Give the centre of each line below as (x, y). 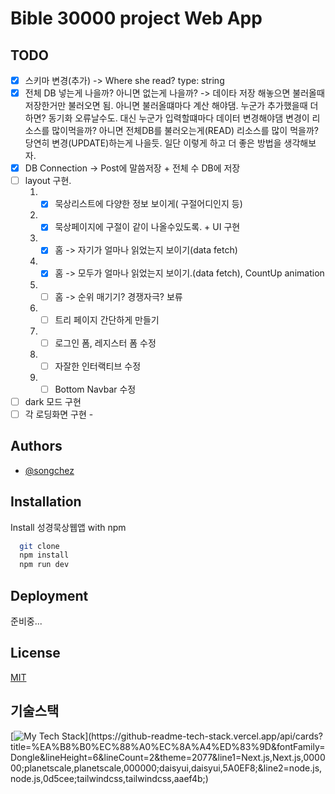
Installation (46, 502)
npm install (44, 555)
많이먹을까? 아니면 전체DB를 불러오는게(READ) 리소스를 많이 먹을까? (185, 131)
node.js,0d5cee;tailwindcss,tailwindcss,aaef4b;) (109, 778)
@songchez (49, 470)
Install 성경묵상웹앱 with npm (68, 527)
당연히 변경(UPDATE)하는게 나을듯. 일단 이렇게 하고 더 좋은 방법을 (153, 143)
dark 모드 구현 (53, 401)
